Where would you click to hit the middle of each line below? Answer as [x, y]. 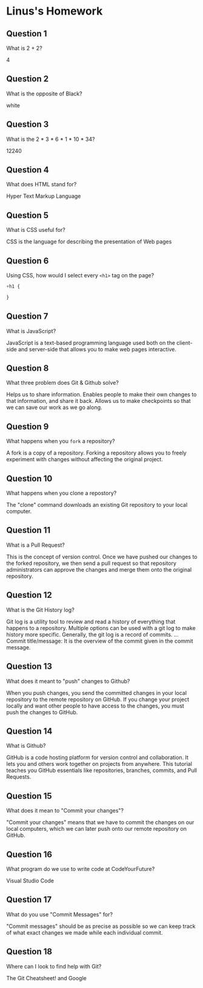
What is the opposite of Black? [45, 93]
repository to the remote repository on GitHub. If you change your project [98, 699]
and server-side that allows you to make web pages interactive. [97, 349]
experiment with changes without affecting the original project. [85, 459]
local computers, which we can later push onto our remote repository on [96, 829]
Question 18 [29, 952]
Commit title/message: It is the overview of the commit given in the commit [100, 641]
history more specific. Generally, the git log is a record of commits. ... [92, 634]
